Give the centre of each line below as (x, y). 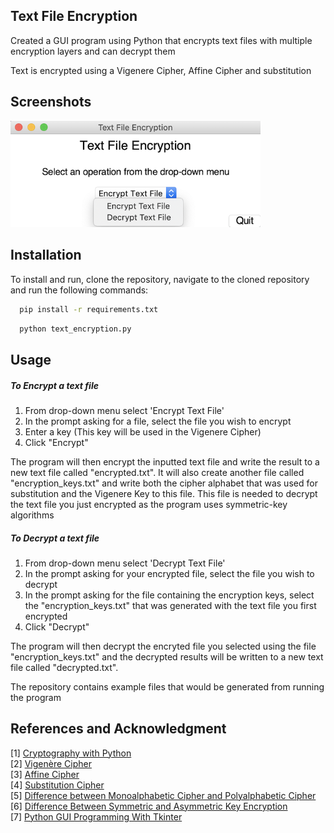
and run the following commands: (79, 290)
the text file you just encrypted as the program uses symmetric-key (149, 505)
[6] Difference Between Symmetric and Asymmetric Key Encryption (149, 806)
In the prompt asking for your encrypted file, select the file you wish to (169, 573)
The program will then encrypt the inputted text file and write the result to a (165, 462)
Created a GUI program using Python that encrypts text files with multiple (161, 40)
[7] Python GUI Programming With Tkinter (96, 816)
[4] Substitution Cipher (57, 785)
